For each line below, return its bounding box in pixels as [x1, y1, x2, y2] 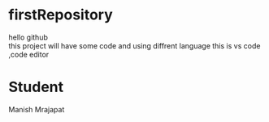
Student [8, 78, 64, 96]
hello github [8, 32, 49, 42]
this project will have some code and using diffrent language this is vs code [8, 40, 261, 50]
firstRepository [8, 6, 114, 24]
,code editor [8, 49, 50, 59]
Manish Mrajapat [8, 104, 65, 114]
